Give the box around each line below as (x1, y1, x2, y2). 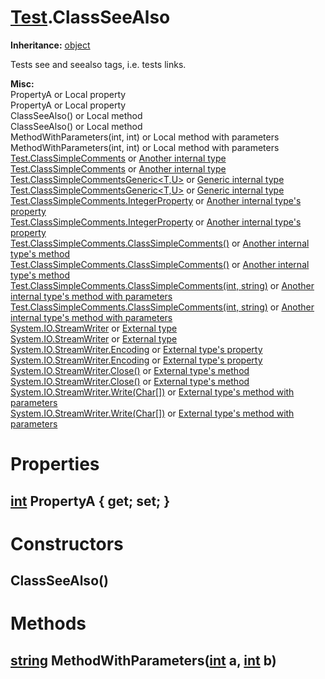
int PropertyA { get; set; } (10, 492, 171, 510)
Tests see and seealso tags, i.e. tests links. (10, 58, 187, 70)
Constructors (10, 532, 124, 555)
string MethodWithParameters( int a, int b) (10, 652, 277, 669)
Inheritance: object (10, 39, 91, 51)
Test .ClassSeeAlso (10, 6, 171, 29)
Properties (10, 453, 100, 476)
